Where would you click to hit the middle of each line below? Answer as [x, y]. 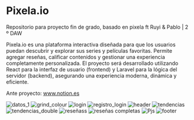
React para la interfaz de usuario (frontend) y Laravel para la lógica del [92, 69]
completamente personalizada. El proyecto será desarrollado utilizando [92, 63]
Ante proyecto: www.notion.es [43, 93]
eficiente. [18, 82]
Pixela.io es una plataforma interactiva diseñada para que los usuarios [91, 44]
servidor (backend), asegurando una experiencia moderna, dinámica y [91, 76]
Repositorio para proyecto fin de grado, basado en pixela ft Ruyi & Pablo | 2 [97, 27]
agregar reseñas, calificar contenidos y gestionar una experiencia [86, 57]
